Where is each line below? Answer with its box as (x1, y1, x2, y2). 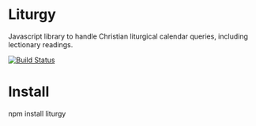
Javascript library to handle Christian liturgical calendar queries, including (8, 31, 249, 41)
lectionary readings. (8, 39, 73, 49)
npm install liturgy (8, 109, 66, 118)
